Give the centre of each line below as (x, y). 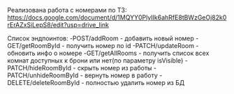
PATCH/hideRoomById (39, 68)
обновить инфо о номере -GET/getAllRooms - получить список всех (108, 53)
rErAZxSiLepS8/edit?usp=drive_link (58, 25)
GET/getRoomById (34, 46)
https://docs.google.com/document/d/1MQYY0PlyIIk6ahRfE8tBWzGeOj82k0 (117, 17)
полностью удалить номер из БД (135, 83)
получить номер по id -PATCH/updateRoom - (132, 46)
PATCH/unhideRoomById (43, 75)
